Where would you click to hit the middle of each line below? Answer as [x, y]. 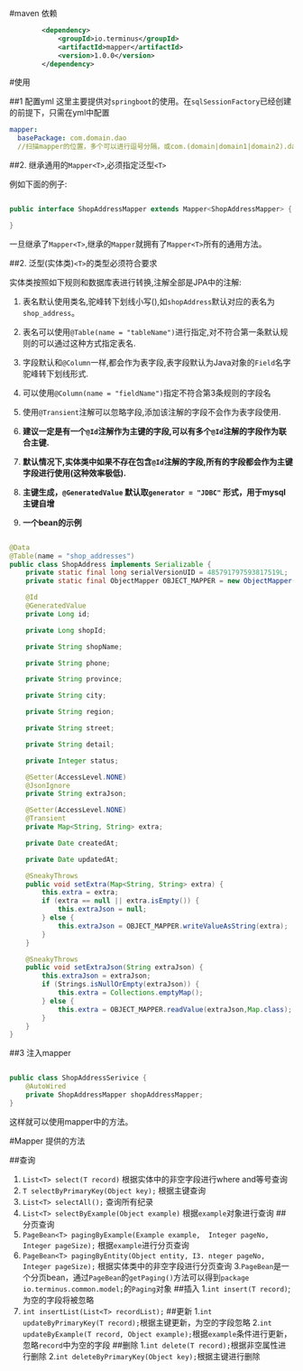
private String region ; [70, 712]
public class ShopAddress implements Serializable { [110, 564]
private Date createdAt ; [72, 843]
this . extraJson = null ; [102, 910]
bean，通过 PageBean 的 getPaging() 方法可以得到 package [148, 1277]
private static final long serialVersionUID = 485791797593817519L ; [157, 573]
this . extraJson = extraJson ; [96, 976]
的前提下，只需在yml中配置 [60, 113]
